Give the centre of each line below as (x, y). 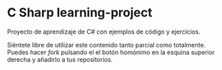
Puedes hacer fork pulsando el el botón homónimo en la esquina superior (111, 52)
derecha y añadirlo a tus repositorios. (60, 59)
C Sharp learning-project (80, 13)
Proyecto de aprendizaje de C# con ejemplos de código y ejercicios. (104, 32)
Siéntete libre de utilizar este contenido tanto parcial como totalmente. (107, 45)
